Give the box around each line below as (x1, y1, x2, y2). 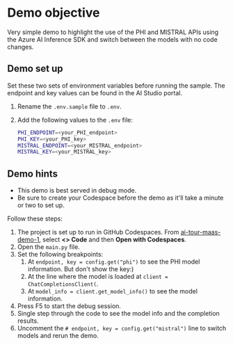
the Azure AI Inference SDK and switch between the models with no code (7, 35, 218, 43)
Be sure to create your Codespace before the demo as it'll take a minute (17, 193, 224, 202)
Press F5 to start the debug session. (17, 302, 122, 310)
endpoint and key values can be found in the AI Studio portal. (7, 88, 183, 97)
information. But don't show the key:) (27, 265, 134, 273)
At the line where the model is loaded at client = (27, 273, 168, 281)
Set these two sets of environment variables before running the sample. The (7, 81, 225, 90)
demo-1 (17, 235, 40, 244)
